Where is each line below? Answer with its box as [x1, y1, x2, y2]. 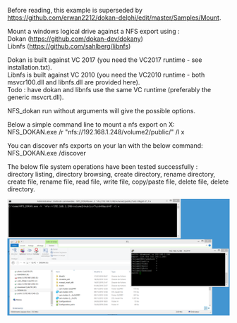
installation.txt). [7, 63, 53, 71]
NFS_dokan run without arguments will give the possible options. [7, 107, 196, 115]
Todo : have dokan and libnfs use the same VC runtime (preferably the [7, 86, 212, 94]
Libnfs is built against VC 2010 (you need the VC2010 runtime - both [7, 70, 205, 79]
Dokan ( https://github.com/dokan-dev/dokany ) [7, 34, 143, 43]
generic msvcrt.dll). [7, 93, 64, 101]
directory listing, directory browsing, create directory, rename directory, [7, 170, 216, 178]
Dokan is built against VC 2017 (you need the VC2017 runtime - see [7, 56, 202, 64]
